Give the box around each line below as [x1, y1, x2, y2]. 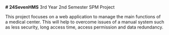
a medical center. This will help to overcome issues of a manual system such [5, 19, 164, 25]
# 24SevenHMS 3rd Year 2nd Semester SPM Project [5, 4, 115, 10]
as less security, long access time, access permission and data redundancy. [5, 24, 163, 30]
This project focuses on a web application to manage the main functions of [5, 14, 161, 19]
